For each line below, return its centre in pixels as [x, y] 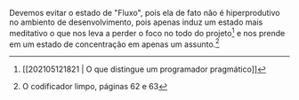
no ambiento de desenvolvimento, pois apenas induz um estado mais [136, 22]
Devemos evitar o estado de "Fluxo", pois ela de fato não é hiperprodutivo [145, 13]
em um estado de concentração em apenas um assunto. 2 [114, 43]
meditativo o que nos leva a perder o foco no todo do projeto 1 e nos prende [147, 32]
